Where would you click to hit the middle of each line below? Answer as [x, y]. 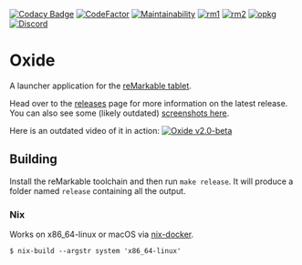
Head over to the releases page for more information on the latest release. [149, 103]
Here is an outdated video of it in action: [85, 130]
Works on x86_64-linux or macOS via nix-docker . [102, 234]
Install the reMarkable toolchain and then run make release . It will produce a [151, 181]
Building [33, 159]
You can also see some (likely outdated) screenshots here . [120, 113]
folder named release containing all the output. [98, 190]
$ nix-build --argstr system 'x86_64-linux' [95, 251]
